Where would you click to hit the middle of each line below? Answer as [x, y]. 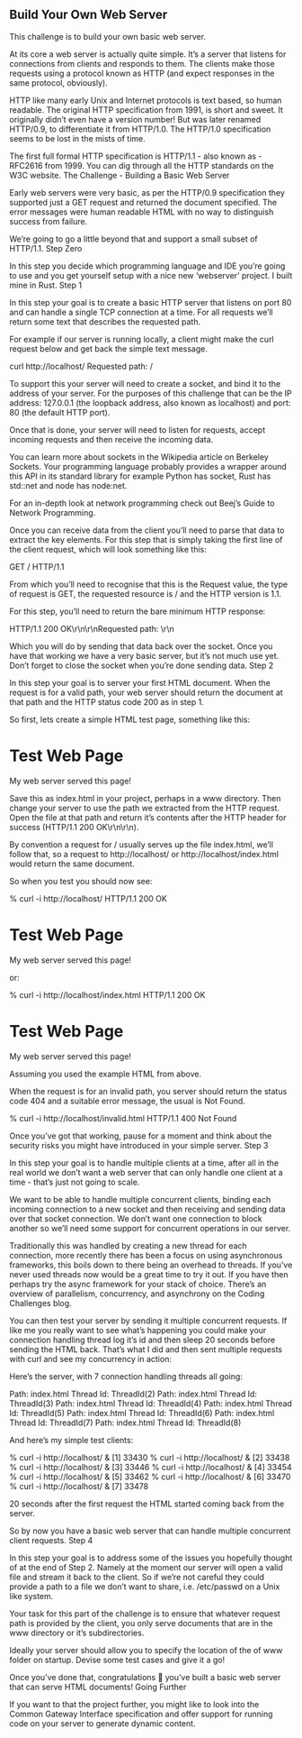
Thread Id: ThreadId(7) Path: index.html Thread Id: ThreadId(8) [125, 1422]
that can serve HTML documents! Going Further [98, 1687]
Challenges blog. [40, 1303]
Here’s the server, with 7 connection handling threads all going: [126, 1376]
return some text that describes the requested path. [105, 321]
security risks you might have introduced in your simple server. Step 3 [139, 1145]
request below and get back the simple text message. [109, 348]
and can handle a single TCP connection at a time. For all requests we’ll [141, 312]
